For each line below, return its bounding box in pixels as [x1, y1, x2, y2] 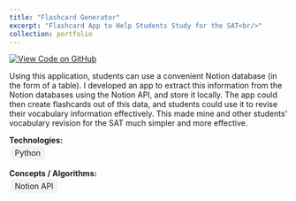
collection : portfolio [9, 29, 93, 38]
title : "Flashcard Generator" [9, 12, 121, 22]
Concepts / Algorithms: [9, 168, 97, 179]
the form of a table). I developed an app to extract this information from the [9, 81, 283, 91]
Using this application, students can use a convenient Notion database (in [9, 71, 277, 81]
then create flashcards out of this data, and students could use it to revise [9, 99, 278, 110]
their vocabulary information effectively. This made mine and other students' [9, 108, 288, 120]
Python [14, 148, 42, 158]
